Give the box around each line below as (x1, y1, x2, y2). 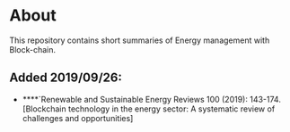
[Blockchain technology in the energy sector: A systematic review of (22, 103, 276, 114)
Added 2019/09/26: (9, 70, 123, 86)
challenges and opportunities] (22, 112, 134, 123)
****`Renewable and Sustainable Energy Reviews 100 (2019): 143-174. (22, 94, 281, 104)
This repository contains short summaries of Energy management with (9, 35, 270, 45)
